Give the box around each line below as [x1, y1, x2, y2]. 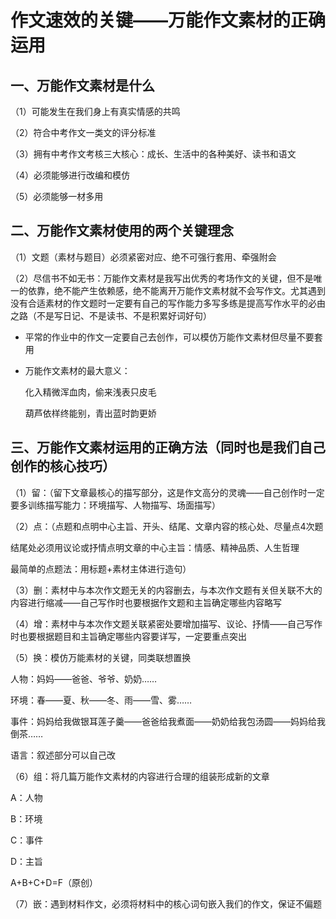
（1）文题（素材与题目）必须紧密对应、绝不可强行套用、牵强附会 [10, 251, 277, 263]
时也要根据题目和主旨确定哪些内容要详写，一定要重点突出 [10, 630, 247, 642]
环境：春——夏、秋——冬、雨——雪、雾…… [10, 694, 193, 706]
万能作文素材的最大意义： [24, 364, 131, 376]
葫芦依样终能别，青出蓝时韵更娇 [24, 407, 157, 419]
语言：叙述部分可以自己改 [10, 749, 116, 761]
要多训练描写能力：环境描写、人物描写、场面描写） [10, 499, 221, 511]
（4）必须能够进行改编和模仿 [10, 169, 131, 181]
